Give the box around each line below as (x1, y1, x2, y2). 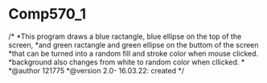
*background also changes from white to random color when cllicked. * (8, 57, 245, 67)
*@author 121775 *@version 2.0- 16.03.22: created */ (8, 65, 185, 75)
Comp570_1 (8, 5, 87, 23)
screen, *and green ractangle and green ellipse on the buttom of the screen (8, 39, 259, 49)
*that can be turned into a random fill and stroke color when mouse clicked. (8, 48, 259, 58)
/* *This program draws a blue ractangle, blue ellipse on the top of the (8, 31, 242, 41)
